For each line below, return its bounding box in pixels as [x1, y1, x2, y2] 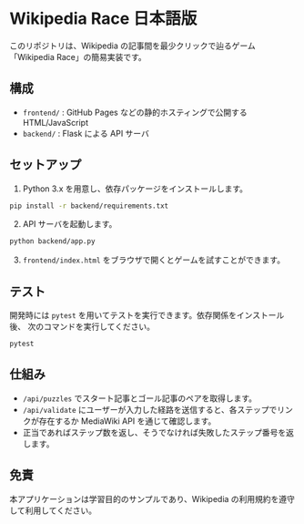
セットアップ [9, 157, 82, 173]
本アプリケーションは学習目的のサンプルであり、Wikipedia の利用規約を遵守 [9, 493, 296, 504]
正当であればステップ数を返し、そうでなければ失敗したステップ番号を [22, 426, 287, 437]
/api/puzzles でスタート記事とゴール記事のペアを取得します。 [22, 393, 258, 404]
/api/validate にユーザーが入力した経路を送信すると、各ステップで [22, 404, 278, 415]
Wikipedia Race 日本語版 [9, 8, 198, 29]
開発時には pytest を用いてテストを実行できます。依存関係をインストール [9, 310, 285, 321]
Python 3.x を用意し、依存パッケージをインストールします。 [22, 183, 248, 194]
